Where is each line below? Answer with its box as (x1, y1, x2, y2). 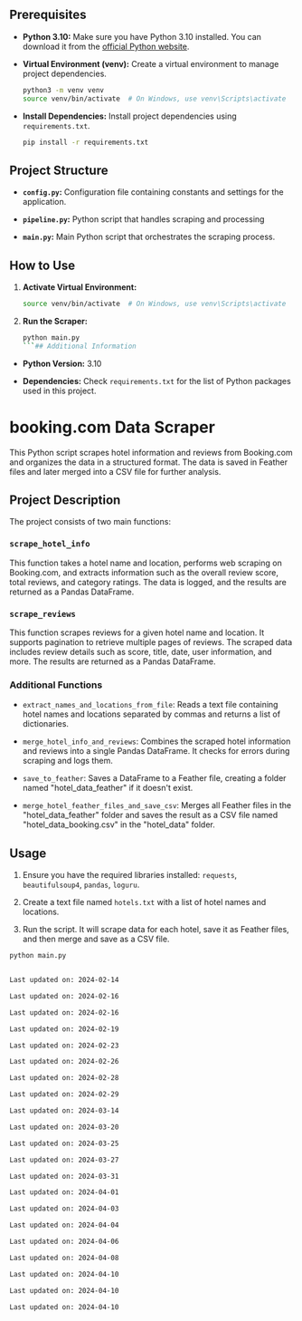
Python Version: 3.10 (22, 358, 102, 369)
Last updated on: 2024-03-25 (9, 1139, 119, 1148)
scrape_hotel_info (9, 539, 90, 549)
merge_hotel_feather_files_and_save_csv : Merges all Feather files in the (22, 800, 292, 811)
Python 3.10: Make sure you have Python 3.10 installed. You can (22, 31, 262, 42)
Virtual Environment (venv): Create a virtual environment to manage (22, 58, 279, 69)
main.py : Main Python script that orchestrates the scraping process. (22, 231, 276, 243)
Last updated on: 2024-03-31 (9, 1172, 119, 1181)
